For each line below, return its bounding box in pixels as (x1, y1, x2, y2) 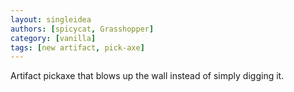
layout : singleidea (10, 14, 92, 25)
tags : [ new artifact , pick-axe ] (10, 42, 145, 53)
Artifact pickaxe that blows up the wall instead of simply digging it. (10, 70, 285, 82)
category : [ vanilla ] (10, 33, 97, 43)
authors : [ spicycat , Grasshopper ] (10, 24, 155, 34)
